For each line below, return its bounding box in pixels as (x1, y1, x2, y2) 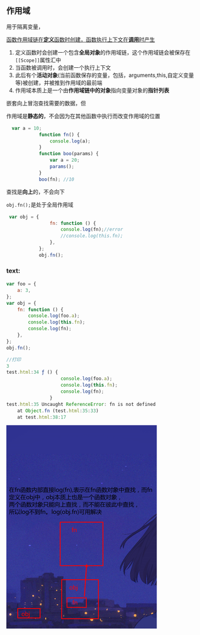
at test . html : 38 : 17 (17, 414, 67, 420)
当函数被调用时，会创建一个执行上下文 (15, 64, 111, 71)
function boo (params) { (38, 151, 99, 157)
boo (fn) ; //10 (38, 176, 75, 182)
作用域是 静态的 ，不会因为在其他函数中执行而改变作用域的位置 (6, 112, 161, 119)
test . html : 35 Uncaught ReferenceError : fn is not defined (6, 401, 156, 407)
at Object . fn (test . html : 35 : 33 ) (17, 408, 99, 414)
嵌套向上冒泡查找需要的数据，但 (6, 99, 86, 107)
